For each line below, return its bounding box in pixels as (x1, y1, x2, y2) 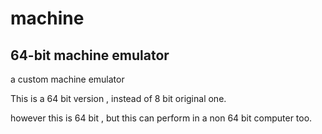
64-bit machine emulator (10, 47, 170, 64)
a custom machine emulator (10, 73, 125, 85)
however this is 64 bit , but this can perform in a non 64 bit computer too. (10, 112, 313, 124)
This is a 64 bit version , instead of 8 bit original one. (10, 93, 227, 104)
